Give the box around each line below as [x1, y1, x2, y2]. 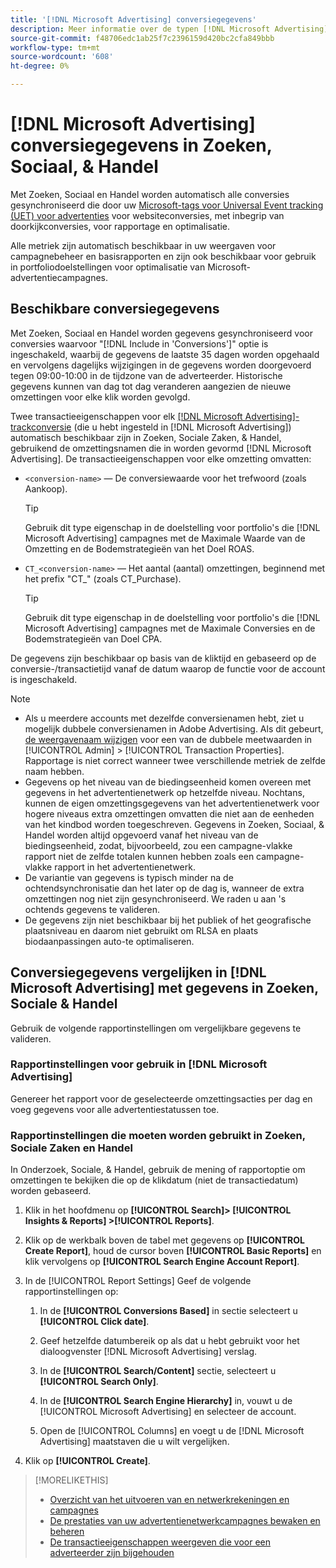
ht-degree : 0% [10, 61, 70, 71]
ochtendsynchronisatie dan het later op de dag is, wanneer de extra [24, 882, 305, 894]
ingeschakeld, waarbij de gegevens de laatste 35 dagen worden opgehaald [10, 348, 320, 360]
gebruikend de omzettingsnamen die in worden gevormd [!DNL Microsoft [10, 442, 312, 454]
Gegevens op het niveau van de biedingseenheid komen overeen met [24, 776, 312, 788]
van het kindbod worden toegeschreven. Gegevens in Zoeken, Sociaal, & [24, 818, 325, 830]
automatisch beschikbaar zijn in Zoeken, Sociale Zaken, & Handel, [10, 431, 282, 443]
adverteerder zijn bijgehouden [49, 1547, 175, 1559]
